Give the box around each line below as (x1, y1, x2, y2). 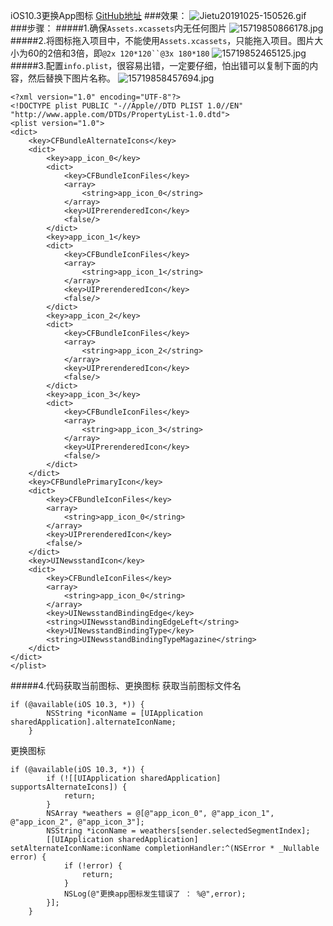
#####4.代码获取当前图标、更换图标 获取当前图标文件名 (10, 680, 242, 691)
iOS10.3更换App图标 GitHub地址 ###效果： (10, 10, 188, 21)
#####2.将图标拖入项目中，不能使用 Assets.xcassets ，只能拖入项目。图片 (10, 35, 315, 46)
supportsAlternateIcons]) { (10, 782, 128, 792)
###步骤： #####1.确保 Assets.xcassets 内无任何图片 (10, 22, 227, 34)
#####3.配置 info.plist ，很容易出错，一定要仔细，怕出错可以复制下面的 (10, 60, 310, 71)
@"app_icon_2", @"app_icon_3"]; (10, 817, 145, 827)
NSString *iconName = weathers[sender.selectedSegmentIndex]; (46, 826, 311, 836)
